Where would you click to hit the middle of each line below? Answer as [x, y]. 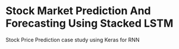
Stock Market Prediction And [78, 11]
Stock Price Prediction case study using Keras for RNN [73, 40]
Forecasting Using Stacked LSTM [89, 23]
